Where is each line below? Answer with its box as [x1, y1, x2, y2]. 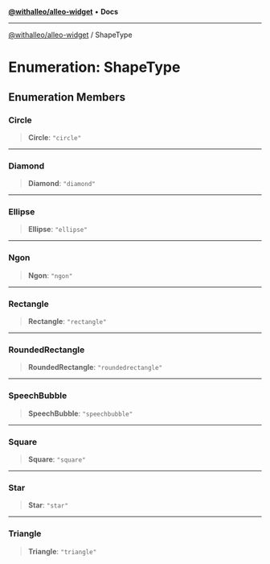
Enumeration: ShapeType [8, 58, 181, 77]
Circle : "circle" [27, 132, 82, 142]
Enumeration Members [8, 90, 126, 104]
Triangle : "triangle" [27, 546, 97, 556]
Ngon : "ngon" [27, 270, 73, 280]
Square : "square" [27, 454, 86, 464]
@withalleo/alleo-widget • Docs [8, 7, 119, 16]
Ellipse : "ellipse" [27, 225, 88, 234]
